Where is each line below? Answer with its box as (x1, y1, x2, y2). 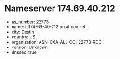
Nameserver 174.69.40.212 (4, 3, 115, 14)
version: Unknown (11, 44, 48, 50)
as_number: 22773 (11, 19, 49, 24)
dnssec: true (11, 49, 37, 55)
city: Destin (11, 29, 34, 35)
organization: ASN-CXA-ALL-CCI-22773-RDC (11, 39, 102, 45)
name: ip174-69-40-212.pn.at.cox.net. (11, 24, 87, 29)
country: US (11, 34, 36, 40)
